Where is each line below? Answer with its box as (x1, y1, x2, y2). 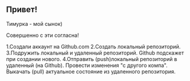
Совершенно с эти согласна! (6, 32, 79, 39)
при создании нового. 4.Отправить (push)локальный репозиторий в (6, 55, 178, 62)
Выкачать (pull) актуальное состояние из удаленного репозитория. (6, 67, 176, 75)
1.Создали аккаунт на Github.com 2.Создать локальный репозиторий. (6, 43, 181, 50)
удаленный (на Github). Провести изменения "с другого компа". (6, 62, 168, 69)
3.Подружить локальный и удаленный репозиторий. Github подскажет (6, 49, 184, 56)
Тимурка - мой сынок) (6, 20, 63, 27)
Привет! (6, 5, 38, 15)
